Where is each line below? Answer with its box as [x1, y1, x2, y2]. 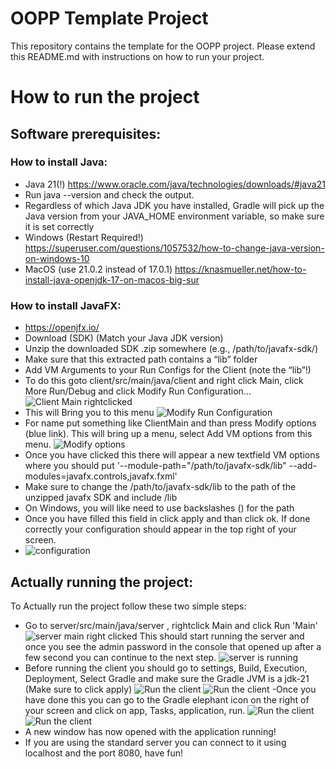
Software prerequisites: [10, 125, 162, 142]
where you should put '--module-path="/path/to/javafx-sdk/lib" [24, 460, 287, 472]
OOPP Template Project [10, 7, 209, 30]
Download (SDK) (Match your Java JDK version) [24, 332, 224, 344]
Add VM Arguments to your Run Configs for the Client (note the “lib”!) [24, 364, 312, 376]
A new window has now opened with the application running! [24, 725, 277, 737]
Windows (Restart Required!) [24, 231, 144, 243]
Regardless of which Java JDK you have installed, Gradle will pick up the [24, 199, 325, 211]
